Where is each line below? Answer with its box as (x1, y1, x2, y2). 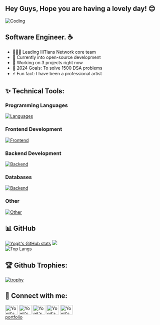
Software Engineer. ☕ (5, 33, 73, 42)
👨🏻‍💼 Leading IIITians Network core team (12, 49, 96, 55)
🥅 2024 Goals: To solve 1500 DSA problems (12, 65, 102, 71)
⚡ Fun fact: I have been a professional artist (12, 70, 102, 76)
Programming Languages (5, 102, 68, 109)
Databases (5, 174, 32, 181)
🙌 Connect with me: (5, 291, 67, 300)
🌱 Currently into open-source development (12, 54, 101, 60)
